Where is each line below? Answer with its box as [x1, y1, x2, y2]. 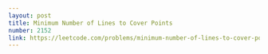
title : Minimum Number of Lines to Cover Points [8, 19, 173, 27]
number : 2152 [8, 26, 52, 34]
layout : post [8, 11, 52, 20]
